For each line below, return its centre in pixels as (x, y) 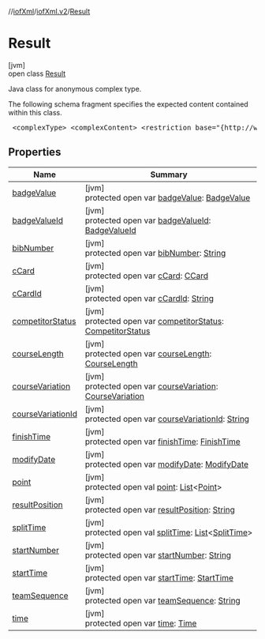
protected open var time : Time (141, 623)
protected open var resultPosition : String (160, 509)
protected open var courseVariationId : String (167, 419)
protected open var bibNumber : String (155, 253)
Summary (169, 175)
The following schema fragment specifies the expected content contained (128, 104)
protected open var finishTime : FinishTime (162, 442)
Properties (35, 152)
